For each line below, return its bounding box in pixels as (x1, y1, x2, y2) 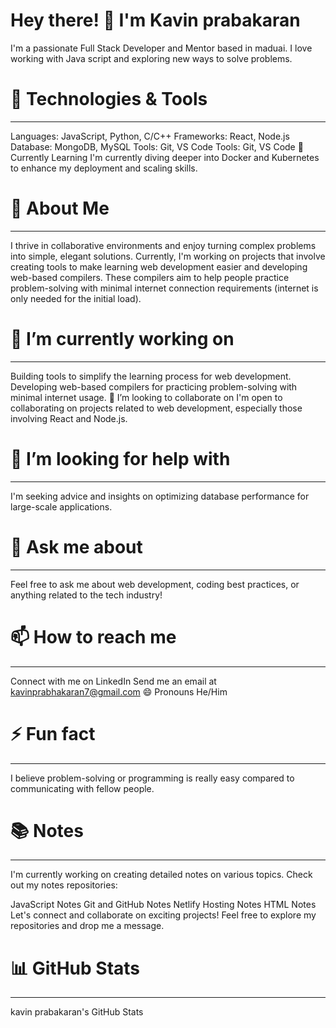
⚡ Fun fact (10, 722, 96, 745)
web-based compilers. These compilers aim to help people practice (10, 271, 290, 283)
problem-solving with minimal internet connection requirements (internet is (10, 282, 319, 294)
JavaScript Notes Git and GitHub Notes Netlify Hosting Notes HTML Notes (10, 899, 317, 911)
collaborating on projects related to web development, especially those (10, 402, 303, 414)
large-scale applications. (10, 500, 113, 513)
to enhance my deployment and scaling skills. (10, 162, 198, 174)
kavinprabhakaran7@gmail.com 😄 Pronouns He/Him (10, 685, 228, 698)
